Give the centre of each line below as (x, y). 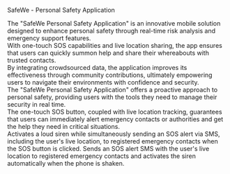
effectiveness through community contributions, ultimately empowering (110, 75)
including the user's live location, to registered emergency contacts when (113, 141)
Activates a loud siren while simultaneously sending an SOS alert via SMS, (114, 134)
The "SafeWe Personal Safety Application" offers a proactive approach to (113, 90)
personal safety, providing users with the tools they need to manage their (112, 97)
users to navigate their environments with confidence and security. (103, 82)
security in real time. (37, 104)
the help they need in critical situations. (64, 127)
